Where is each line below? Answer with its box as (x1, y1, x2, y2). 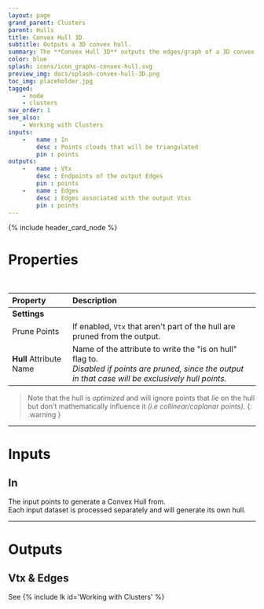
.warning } (27, 410, 61, 420)
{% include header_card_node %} (8, 223, 118, 233)
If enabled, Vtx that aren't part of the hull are (71, 321, 236, 332)
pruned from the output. (71, 331, 161, 342)
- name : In (22, 135, 68, 144)
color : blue (8, 56, 47, 64)
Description (71, 295, 118, 306)
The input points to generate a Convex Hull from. (8, 497, 167, 507)
